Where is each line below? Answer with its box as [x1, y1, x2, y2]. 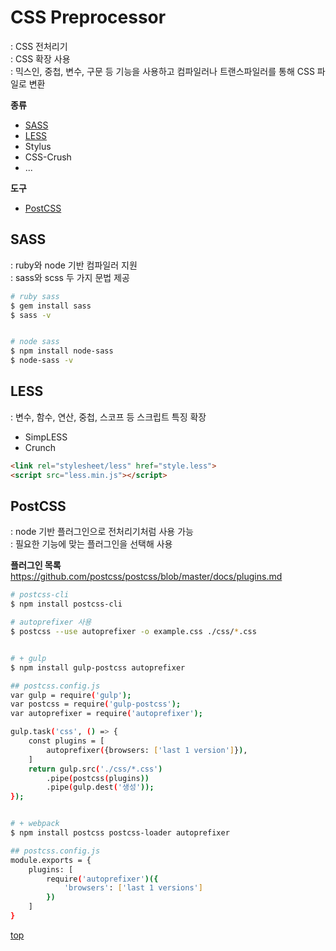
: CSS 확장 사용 [10, 52, 71, 65]
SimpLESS [24, 431, 68, 443]
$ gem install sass [10, 301, 92, 311]
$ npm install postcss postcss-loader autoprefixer [10, 828, 230, 838]
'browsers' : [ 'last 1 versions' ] [63, 883, 203, 893]
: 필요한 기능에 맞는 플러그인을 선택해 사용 [10, 538, 173, 550]
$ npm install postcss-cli [10, 599, 123, 610]
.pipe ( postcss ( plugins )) [46, 773, 150, 783]
